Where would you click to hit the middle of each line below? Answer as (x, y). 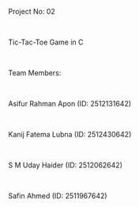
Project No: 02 (32, 11)
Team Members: (35, 73)
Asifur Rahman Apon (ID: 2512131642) (70, 103)
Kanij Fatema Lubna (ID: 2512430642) (70, 134)
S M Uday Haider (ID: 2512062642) (65, 165)
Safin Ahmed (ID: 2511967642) (58, 196)
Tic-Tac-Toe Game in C (46, 42)
